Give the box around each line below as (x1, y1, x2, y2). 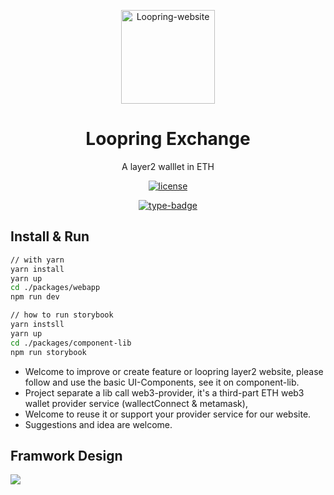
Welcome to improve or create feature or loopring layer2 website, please (24, 365, 324, 377)
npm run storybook (10, 347, 87, 357)
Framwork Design (10, 447, 123, 464)
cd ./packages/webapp (10, 283, 101, 293)
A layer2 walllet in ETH (121, 160, 215, 172)
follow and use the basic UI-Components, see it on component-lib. (24, 376, 300, 388)
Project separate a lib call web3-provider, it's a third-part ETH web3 (24, 386, 305, 399)
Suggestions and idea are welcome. (24, 418, 173, 430)
